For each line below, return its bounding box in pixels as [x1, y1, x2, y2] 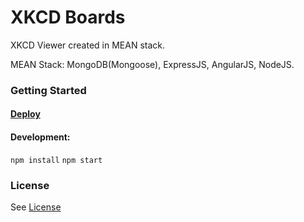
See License [10, 201, 62, 213]
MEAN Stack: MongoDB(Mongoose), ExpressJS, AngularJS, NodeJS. [10, 58, 295, 70]
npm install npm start [10, 155, 103, 165]
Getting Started [10, 83, 87, 97]
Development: [10, 131, 71, 143]
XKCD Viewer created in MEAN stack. [10, 39, 166, 51]
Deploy [10, 108, 41, 120]
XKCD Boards [10, 6, 126, 29]
